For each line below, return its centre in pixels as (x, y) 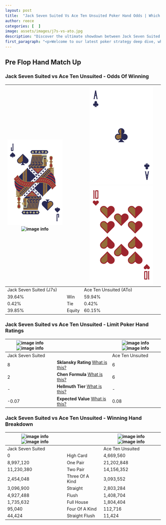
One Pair (75, 462)
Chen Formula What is (80, 374)
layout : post (19, 10)
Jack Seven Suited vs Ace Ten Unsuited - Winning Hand (74, 418)
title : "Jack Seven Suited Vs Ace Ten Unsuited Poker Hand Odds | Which (83, 16)
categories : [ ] (23, 26)
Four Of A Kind (82, 509)
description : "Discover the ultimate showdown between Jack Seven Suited (83, 37)
